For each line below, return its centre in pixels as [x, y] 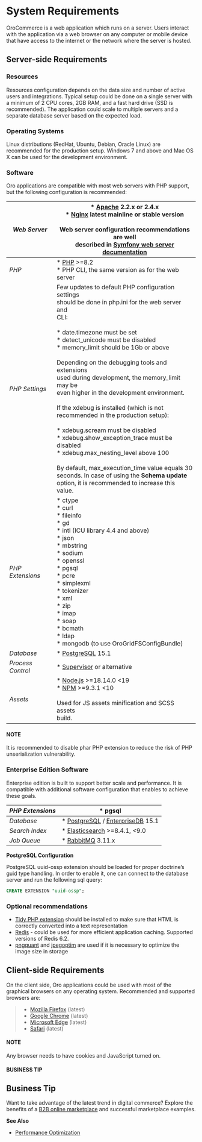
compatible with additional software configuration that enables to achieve [97, 789]
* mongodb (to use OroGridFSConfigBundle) [120, 644]
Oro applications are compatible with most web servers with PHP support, [98, 186]
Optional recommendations [47, 906]
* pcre [66, 576]
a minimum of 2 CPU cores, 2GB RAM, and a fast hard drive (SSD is [90, 102]
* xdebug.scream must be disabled [106, 430]
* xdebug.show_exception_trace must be [115, 438]
